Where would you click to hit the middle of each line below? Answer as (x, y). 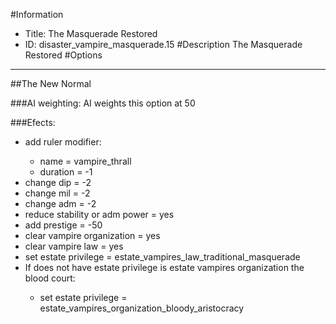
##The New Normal (51, 83)
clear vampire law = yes (74, 246)
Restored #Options (63, 55)
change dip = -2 (58, 182)
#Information (37, 14)
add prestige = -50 (63, 225)
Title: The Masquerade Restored (91, 33)
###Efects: (33, 122)
